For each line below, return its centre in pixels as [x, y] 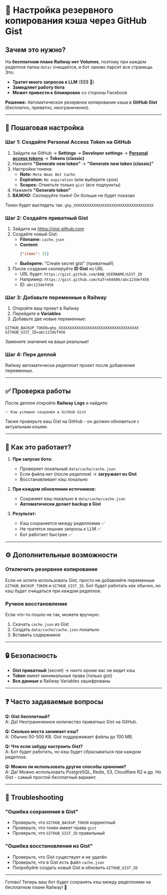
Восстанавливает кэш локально [54, 479]
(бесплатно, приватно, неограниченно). [47, 107]
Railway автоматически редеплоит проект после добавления [70, 365]
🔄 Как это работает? [38, 447]
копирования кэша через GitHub [76, 21]
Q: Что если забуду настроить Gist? [44, 746]
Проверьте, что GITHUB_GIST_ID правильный [59, 833]
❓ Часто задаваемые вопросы [54, 702]
